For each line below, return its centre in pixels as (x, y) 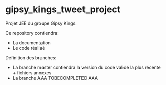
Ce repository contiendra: (32, 33)
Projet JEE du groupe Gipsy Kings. (41, 23)
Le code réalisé (29, 48)
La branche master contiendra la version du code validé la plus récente (87, 67)
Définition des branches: (31, 58)
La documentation (31, 42)
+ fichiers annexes (32, 73)
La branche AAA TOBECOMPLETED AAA (55, 78)
